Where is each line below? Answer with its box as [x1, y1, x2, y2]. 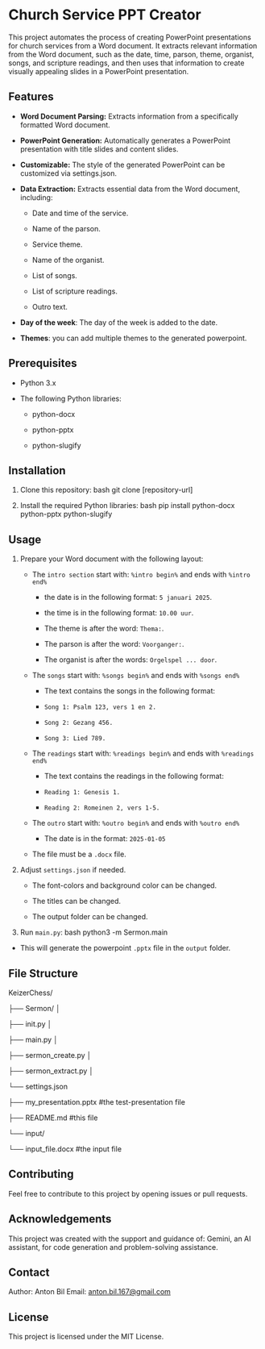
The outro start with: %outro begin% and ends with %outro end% [31, 818, 240, 828]
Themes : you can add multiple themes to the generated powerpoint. [19, 333, 247, 343]
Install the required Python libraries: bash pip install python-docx [19, 501, 235, 510]
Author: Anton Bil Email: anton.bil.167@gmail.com [8, 1287, 172, 1297]
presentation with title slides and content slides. [19, 144, 179, 154]
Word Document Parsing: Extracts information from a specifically [19, 111, 239, 121]
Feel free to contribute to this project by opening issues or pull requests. [8, 1189, 248, 1198]
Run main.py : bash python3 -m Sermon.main [19, 927, 168, 937]
